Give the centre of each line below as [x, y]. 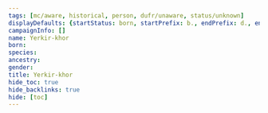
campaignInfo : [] [37, 30]
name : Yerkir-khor [39, 38]
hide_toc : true [33, 82]
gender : [21, 68]
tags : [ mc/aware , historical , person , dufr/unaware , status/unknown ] [126, 16]
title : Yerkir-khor [41, 75]
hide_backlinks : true [44, 90]
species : [23, 53]
